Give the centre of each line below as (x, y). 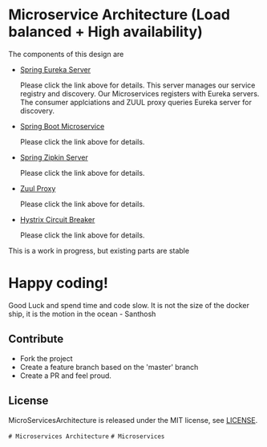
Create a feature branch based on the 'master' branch (109, 367)
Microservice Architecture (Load (119, 15)
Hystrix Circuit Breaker (57, 219)
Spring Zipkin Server (54, 157)
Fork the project (47, 358)
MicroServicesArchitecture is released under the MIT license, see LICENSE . (133, 420)
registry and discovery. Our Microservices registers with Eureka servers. (140, 93)
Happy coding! (58, 283)
